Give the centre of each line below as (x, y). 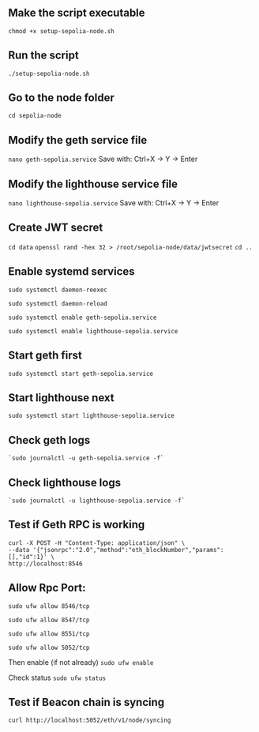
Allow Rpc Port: (47, 588)
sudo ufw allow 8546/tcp (49, 606)
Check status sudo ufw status (57, 678)
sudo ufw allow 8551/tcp (49, 634)
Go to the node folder (61, 98)
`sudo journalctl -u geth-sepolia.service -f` (86, 458)
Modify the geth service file (78, 140)
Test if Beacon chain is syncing (86, 702)
